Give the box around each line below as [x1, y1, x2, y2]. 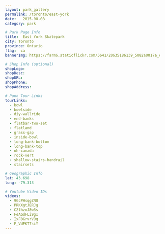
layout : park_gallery [5, 7, 50, 12]
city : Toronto [5, 39, 34, 44]
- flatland [9, 126, 32, 131]
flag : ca [5, 48, 26, 53]
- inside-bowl [9, 134, 38, 139]
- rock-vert [9, 153, 34, 158]
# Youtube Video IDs [5, 189, 48, 194]
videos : [5, 194, 21, 199]
